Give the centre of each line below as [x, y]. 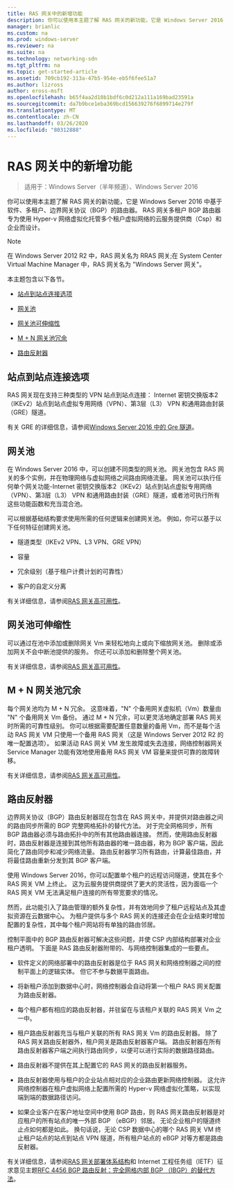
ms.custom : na [28, 33]
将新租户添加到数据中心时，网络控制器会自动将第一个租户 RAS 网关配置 [119, 986]
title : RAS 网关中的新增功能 [45, 14]
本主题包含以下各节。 [37, 279]
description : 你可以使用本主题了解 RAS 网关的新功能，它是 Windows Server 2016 [115, 20]
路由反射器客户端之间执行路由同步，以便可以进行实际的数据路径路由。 [118, 1051]
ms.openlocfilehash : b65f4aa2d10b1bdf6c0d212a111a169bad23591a [101, 98]
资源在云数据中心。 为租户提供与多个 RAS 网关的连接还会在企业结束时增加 [119, 916]
